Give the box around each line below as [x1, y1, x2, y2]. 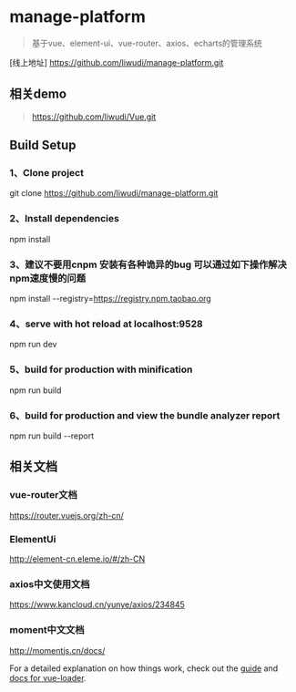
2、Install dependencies [9, 212, 120, 225]
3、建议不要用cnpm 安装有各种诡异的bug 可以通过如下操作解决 [9, 258, 287, 271]
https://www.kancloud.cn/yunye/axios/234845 [9, 599, 185, 610]
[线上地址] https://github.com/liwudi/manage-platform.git [9, 57, 224, 67]
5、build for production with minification [9, 363, 193, 376]
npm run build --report [9, 430, 95, 441]
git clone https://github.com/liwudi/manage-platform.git [9, 188, 219, 199]
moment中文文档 [9, 624, 85, 636]
